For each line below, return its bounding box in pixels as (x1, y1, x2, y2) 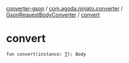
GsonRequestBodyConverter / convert (6, 11, 100, 18)
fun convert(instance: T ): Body (6, 51, 86, 57)
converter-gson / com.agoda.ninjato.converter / (6, 5, 123, 12)
